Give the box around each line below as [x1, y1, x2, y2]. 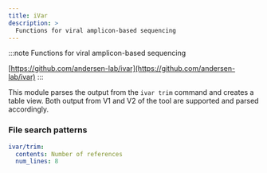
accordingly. [8, 104, 49, 114]
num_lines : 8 [15, 157, 59, 166]
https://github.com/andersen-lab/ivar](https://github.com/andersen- [10, 64, 236, 73]
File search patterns [8, 124, 88, 136]
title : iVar [8, 11, 48, 20]
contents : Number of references [15, 150, 124, 158]
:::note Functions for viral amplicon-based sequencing [8, 49, 187, 58]
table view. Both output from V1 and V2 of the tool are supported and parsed [8, 96, 259, 106]
